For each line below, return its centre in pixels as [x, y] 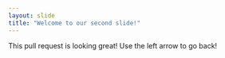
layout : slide [32, 15]
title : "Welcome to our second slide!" [75, 23]
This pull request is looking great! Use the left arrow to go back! [113, 45]
